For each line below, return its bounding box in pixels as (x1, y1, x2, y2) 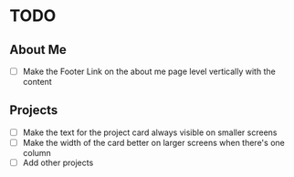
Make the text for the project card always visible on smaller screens (22, 127, 278, 138)
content (22, 77, 52, 88)
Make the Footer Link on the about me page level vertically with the (22, 66, 276, 77)
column (22, 148, 52, 158)
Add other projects (22, 157, 94, 168)
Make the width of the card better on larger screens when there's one (22, 137, 285, 148)
